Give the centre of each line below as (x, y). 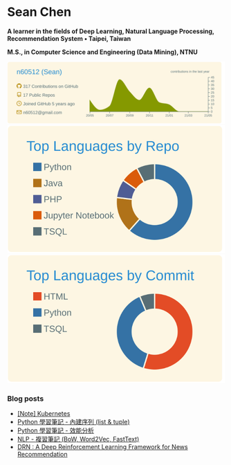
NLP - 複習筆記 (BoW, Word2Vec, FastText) (78, 439)
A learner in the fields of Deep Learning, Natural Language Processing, (111, 31)
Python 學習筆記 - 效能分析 (56, 430)
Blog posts (26, 399)
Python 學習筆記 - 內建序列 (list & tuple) (73, 421)
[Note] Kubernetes (44, 413)
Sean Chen (39, 12)
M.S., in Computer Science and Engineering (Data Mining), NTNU (103, 52)
